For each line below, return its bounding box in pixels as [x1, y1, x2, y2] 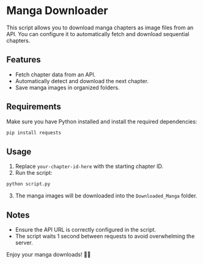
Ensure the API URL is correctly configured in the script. [15, 226, 157, 233]
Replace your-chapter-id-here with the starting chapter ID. [15, 163, 164, 170]
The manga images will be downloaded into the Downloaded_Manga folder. [15, 192, 197, 199]
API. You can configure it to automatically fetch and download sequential [6, 30, 190, 37]
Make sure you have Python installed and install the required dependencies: [6, 117, 197, 125]
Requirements [6, 101, 61, 112]
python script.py [6, 181, 51, 187]
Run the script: [15, 169, 53, 177]
